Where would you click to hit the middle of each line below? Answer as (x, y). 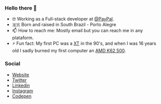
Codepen (22, 96)
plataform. (23, 38)
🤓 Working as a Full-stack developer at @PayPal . (63, 19)
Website (21, 74)
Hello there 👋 (21, 8)
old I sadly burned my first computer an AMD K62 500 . (69, 51)
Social (13, 64)
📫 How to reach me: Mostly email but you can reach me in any (77, 31)
